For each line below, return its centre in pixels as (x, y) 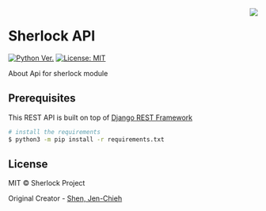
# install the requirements (55, 132)
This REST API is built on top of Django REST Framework (100, 117)
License (28, 164)
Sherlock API (52, 36)
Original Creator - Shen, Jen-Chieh (65, 198)
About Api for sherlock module (58, 73)
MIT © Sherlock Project (47, 183)
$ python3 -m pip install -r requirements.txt (86, 139)
